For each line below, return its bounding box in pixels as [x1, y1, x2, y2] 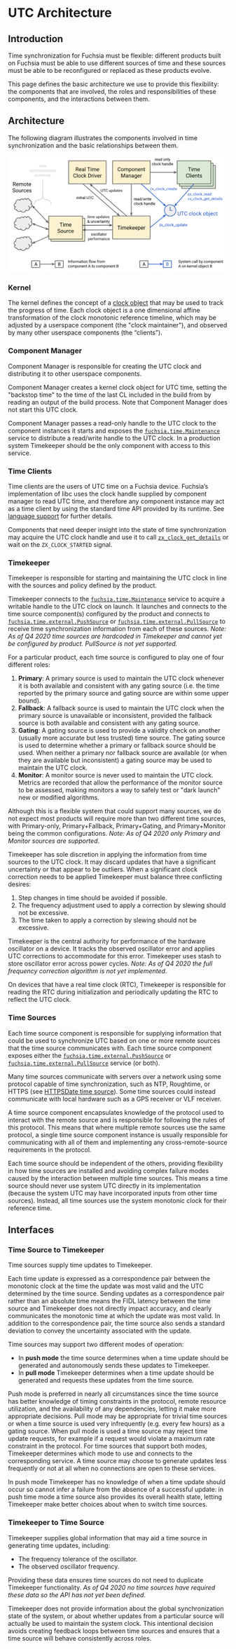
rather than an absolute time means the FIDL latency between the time [8, 1297, 211, 1305]
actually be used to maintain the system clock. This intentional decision [8, 1619, 214, 1627]
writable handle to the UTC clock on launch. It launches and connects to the [8, 602, 227, 611]
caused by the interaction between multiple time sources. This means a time [8, 1174, 228, 1182]
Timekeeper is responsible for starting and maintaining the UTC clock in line [8, 574, 227, 583]
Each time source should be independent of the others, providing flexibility [8, 1159, 223, 1167]
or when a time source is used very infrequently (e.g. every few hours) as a [8, 1420, 225, 1428]
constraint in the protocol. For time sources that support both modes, [8, 1442, 207, 1451]
